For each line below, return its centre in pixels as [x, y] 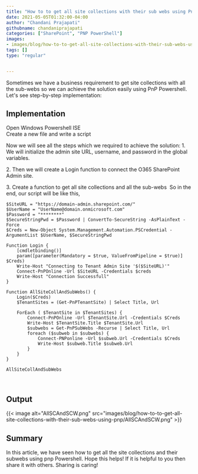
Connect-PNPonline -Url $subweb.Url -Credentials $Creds [109, 339]
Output [19, 399]
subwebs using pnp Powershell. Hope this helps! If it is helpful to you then [96, 459]
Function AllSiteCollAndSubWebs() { [51, 292]
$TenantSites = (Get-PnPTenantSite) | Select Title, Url [88, 303]
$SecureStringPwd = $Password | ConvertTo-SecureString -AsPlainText [93, 220]
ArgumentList [22, 236]
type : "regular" [26, 55]
